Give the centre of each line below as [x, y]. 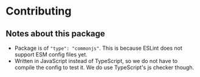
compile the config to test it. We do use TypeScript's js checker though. [104, 67]
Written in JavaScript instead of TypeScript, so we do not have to [96, 61]
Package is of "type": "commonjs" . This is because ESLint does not [98, 48]
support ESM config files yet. [51, 55]
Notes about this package [56, 34]
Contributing [39, 11]
